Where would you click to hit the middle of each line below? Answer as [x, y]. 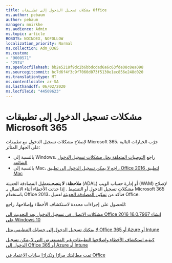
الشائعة [20, 163]
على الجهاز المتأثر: [23, 147]
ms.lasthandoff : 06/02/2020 [36, 86]
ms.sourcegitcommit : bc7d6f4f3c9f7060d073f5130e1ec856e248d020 [75, 72]
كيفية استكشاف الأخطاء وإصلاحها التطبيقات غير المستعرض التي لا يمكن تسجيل [80, 240]
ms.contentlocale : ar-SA [32, 82]
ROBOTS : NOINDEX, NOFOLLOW [35, 39]
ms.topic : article [25, 34]
